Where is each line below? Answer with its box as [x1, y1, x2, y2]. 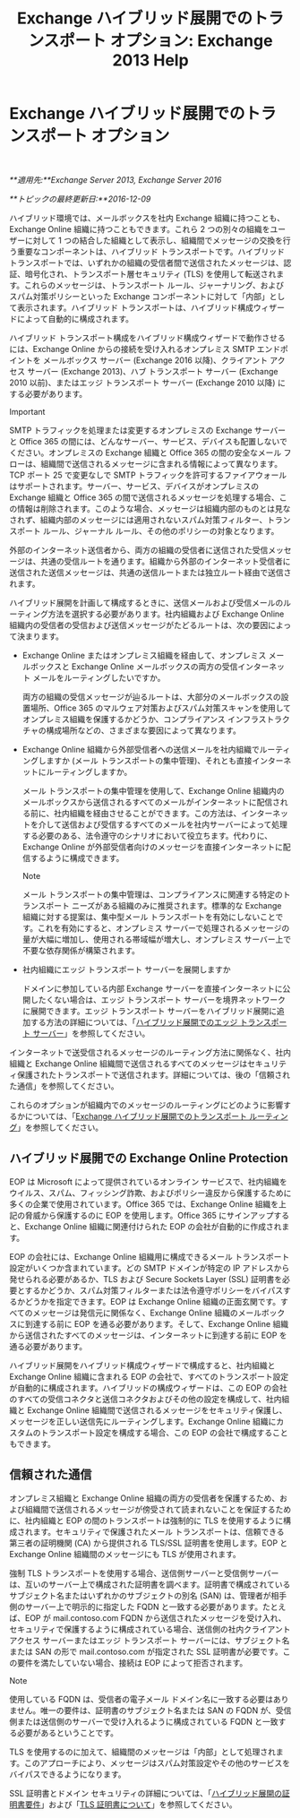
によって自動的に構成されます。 [16, 313, 134, 323]
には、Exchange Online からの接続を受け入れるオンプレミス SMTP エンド [9, 343, 281, 354]
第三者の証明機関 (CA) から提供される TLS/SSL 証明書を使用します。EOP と [9, 1538, 288, 1548]
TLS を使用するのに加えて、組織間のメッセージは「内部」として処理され [9, 1746, 276, 1757]
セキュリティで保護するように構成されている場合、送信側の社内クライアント [9, 1624, 291, 1634]
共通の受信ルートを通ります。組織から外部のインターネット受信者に [39, 556, 291, 566]
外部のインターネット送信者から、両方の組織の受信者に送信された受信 [9, 544, 269, 556]
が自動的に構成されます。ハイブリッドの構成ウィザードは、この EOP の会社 [9, 1382, 288, 1393]
